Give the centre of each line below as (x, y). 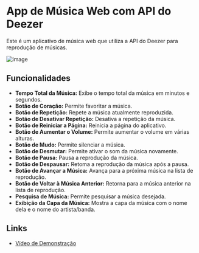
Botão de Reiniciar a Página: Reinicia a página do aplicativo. (91, 125)
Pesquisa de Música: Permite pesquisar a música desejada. (90, 196)
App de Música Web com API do (89, 11)
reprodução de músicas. (37, 47)
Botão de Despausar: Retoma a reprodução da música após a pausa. (102, 164)
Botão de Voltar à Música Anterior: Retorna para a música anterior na (103, 183)
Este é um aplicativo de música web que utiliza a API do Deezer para (92, 41)
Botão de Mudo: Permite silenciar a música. (70, 145)
